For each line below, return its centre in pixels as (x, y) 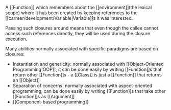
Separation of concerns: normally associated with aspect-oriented (82, 86)
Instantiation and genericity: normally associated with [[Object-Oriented (88, 64)
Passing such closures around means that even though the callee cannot (82, 28)
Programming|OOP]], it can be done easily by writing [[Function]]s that (87, 69)
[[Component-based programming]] (51, 102)
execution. (16, 39)
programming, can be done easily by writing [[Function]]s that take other (89, 91)
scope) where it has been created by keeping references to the (71, 13)
